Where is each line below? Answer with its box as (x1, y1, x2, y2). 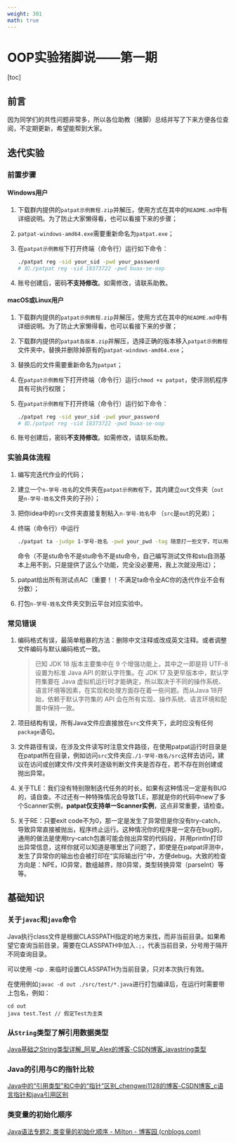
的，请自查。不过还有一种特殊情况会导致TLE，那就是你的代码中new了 (17, 792, 220, 801)
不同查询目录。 (7, 949, 51, 958)
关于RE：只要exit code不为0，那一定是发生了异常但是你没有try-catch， (17, 816, 225, 824)
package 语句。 (17, 727, 58, 736)
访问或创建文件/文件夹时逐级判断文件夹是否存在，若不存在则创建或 (29, 760, 223, 768)
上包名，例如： (7, 988, 51, 997)
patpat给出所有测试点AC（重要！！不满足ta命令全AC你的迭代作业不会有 (17, 575, 225, 583)
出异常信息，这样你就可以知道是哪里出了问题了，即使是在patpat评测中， (17, 843, 228, 851)
